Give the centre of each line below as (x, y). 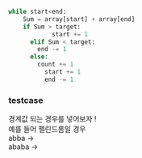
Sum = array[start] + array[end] (79, 19)
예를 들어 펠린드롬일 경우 (47, 129)
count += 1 (56, 65)
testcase (26, 100)
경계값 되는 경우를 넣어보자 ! (52, 119)
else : (39, 57)
